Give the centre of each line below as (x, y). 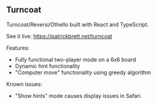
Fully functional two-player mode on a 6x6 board (75, 59)
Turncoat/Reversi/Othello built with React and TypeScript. (78, 24)
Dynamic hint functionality (47, 66)
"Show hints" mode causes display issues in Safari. (78, 95)
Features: (18, 48)
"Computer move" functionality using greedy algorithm (83, 72)
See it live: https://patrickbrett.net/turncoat (59, 36)
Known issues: (24, 84)
